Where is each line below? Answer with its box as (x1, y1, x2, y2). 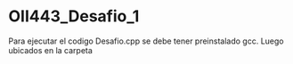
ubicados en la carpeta (8, 44, 93, 55)
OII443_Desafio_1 (8, 6, 140, 27)
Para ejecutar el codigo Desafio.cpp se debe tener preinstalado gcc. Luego (8, 36, 284, 46)
